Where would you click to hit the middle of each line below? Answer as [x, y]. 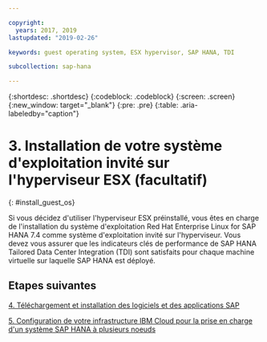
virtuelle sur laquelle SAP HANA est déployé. [82, 261]
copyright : [26, 22]
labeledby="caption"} [44, 114]
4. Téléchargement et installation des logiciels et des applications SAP [124, 305]
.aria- [189, 105]
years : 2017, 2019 [47, 30]
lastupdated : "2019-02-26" [53, 38]
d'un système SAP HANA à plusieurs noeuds [82, 329]
